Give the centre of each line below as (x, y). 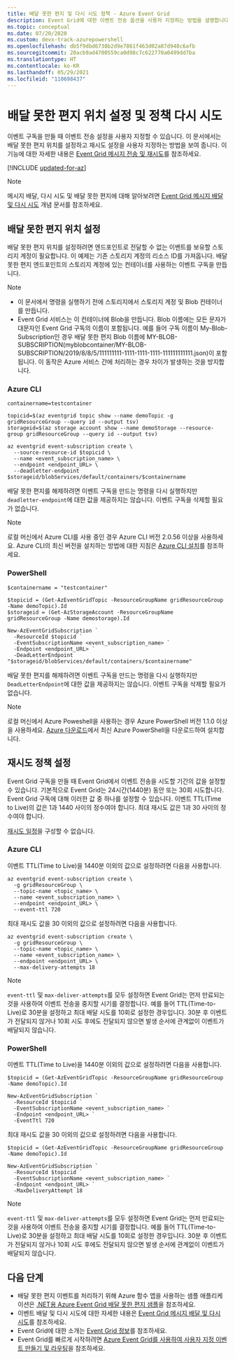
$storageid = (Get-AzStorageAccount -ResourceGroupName (90, 612)
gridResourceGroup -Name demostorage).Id (69, 618)
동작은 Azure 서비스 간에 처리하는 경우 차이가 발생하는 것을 (126, 362)
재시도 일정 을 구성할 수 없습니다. (51, 831)
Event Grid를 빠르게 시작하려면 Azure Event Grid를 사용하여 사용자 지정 (116, 1339)
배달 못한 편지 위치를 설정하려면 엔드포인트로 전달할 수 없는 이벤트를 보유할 (109, 247)
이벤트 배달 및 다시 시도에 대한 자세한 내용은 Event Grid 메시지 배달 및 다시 (119, 1313)
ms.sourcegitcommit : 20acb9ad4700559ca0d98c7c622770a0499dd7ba (101, 53)
